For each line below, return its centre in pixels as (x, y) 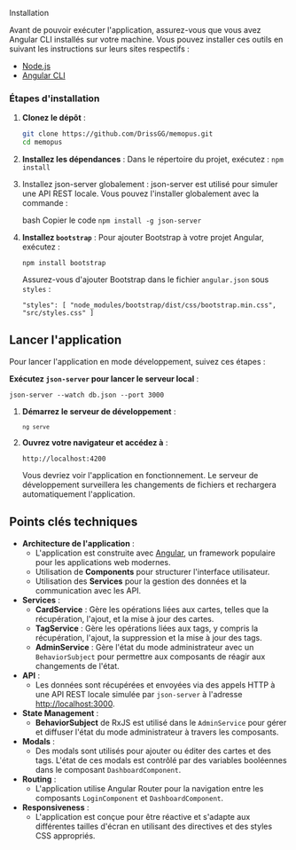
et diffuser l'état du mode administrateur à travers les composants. (157, 732)
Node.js (36, 66)
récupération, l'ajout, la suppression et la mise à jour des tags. (149, 637)
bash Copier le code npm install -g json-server (112, 220)
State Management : (60, 712)
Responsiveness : (55, 807)
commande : (45, 203)
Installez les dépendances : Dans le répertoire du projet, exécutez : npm (152, 160)
